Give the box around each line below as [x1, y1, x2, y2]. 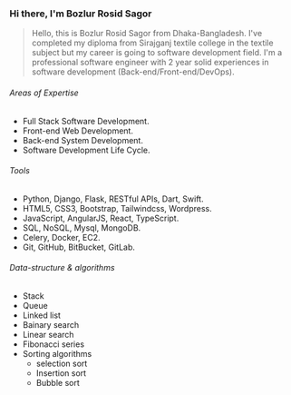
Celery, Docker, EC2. [22, 232, 102, 242]
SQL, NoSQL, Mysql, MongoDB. [22, 222, 141, 233]
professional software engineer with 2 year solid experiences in [31, 57, 269, 68]
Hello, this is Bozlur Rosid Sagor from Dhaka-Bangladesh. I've [31, 28, 263, 39]
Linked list [22, 310, 62, 321]
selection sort [35, 358, 88, 369]
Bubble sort [35, 377, 80, 388]
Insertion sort [35, 367, 87, 379]
